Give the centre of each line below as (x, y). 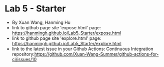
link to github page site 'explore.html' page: (56, 38)
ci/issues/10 (24, 59)
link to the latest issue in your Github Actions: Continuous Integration (82, 49)
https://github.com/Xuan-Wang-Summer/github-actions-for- (96, 54)
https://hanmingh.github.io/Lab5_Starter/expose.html (66, 33)
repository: (23, 54)
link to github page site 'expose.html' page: (56, 27)
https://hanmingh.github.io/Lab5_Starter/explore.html (67, 43)
